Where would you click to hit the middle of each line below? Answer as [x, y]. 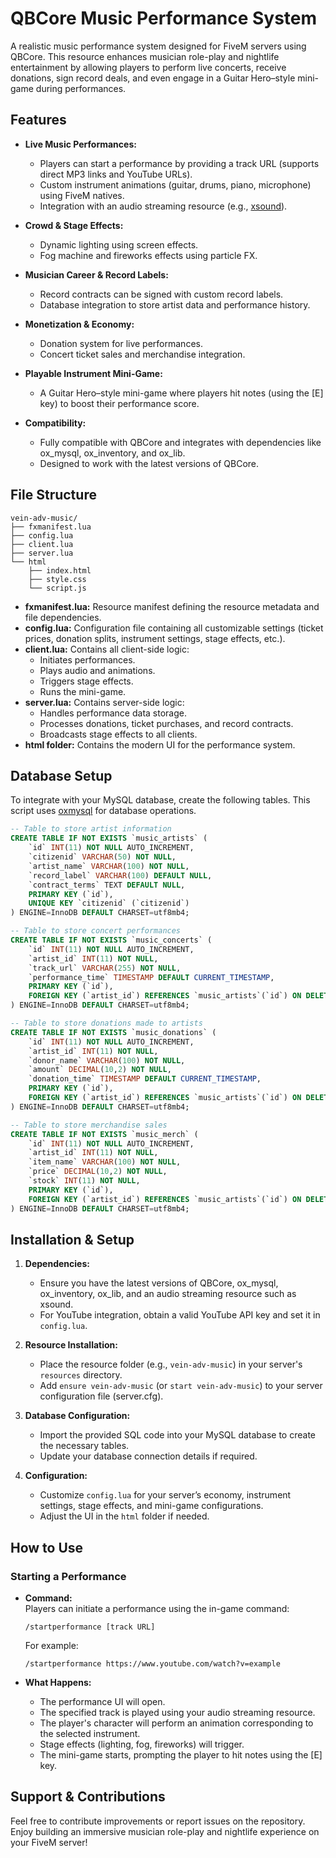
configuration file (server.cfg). [101, 1396]
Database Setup [61, 775]
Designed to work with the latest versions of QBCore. [149, 463]
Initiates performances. [87, 659]
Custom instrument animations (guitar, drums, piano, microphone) [175, 184]
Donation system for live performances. [121, 343]
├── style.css [57, 579]
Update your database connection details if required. [148, 1456]
